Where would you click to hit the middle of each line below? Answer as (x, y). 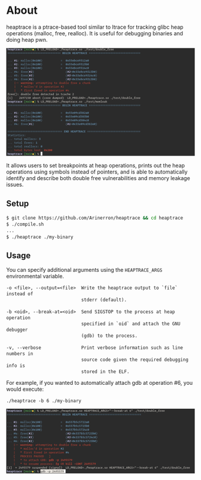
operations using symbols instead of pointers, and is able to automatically (97, 172)
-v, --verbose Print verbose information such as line (95, 348)
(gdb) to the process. (109, 336)
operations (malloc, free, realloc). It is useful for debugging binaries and (95, 33)
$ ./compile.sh (25, 224)
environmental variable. (35, 277)
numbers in (20, 354)
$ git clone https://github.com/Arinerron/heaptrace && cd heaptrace (95, 218)
